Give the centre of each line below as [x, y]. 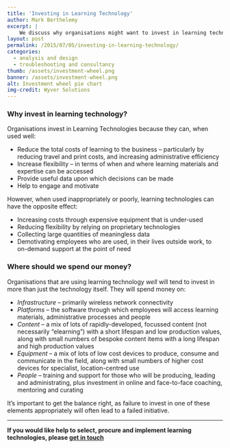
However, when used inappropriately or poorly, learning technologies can [111, 199]
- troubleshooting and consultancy [64, 64]
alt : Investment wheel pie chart [55, 84]
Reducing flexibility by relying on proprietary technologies [99, 227]
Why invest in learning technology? [67, 114]
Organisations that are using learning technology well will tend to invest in [111, 281]
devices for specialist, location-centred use [78, 368]
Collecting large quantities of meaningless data [84, 235]
